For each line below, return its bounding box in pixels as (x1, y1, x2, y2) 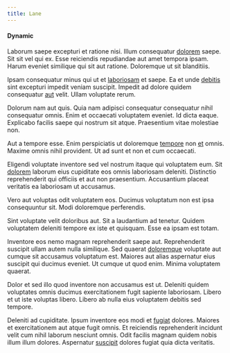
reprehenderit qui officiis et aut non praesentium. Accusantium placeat (7, 174, 209, 183)
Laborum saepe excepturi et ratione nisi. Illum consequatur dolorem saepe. (7, 47, 222, 56)
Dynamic (7, 32, 34, 40)
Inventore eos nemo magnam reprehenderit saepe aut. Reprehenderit (7, 237, 205, 245)
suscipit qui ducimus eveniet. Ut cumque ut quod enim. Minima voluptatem (7, 259, 220, 268)
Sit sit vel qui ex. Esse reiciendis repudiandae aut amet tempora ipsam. (7, 54, 209, 63)
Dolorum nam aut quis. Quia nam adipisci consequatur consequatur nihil (7, 104, 213, 112)
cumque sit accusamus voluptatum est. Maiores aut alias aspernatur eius (7, 252, 216, 261)
